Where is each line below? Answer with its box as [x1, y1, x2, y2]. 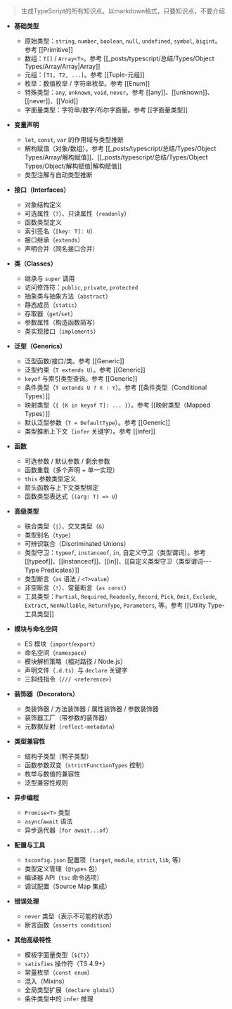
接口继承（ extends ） [24, 235, 84, 244]
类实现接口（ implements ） [24, 327, 100, 335]
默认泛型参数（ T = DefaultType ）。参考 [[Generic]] [24, 418, 171, 427]
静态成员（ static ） [24, 301, 81, 308]
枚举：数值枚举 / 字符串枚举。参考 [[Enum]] [24, 79, 150, 87]
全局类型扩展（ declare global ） [24, 986, 118, 994]
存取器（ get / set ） [24, 309, 77, 318]
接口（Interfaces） [13, 185, 70, 194]
